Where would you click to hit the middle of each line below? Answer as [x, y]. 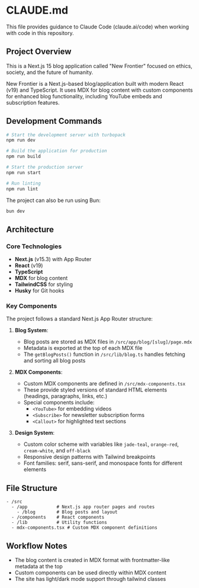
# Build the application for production [57, 151]
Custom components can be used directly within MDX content [91, 573]
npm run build [24, 157]
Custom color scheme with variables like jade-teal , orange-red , [101, 444]
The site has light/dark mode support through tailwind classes [90, 579]
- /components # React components [58, 518]
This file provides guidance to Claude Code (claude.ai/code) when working [98, 27]
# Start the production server [45, 167]
